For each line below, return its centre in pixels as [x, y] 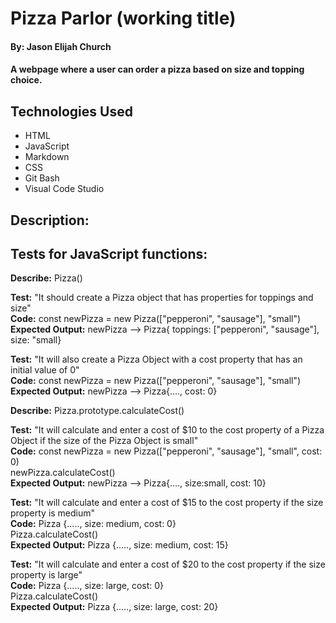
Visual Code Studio [64, 189]
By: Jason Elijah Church [61, 46]
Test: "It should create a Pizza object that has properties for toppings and [162, 298]
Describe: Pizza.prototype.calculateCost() [97, 411]
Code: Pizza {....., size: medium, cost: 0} [93, 524]
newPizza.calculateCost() [63, 473]
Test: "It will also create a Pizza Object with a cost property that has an [156, 359]
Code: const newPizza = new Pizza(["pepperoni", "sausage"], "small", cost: [166, 451]
